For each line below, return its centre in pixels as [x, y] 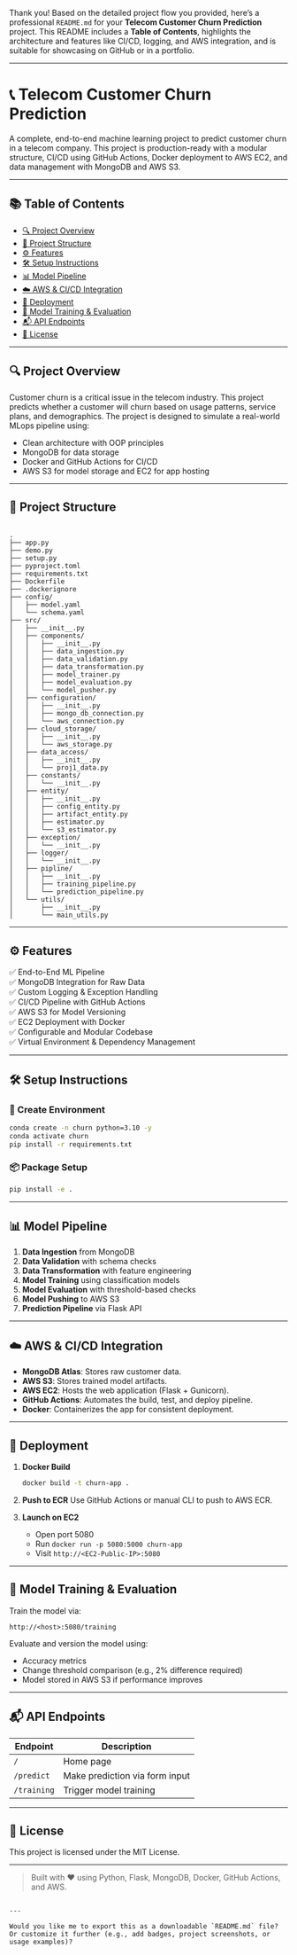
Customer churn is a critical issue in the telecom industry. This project [137, 397]
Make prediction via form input [126, 1775]
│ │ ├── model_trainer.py [65, 675]
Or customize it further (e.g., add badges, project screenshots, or [140, 1935]
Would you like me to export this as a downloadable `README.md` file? [144, 1927]
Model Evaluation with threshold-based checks [109, 1290]
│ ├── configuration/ [53, 698]
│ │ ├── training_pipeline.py [73, 884]
